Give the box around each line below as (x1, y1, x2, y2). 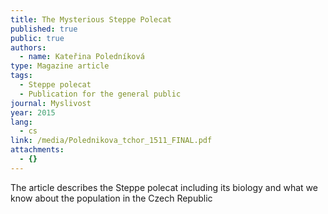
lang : (10, 117, 33, 127)
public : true (10, 33, 65, 43)
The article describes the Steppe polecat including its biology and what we (10, 181, 318, 193)
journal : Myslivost (10, 98, 92, 108)
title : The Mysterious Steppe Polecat (10, 14, 172, 25)
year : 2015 (10, 107, 56, 118)
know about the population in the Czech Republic (10, 192, 213, 204)
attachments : (10, 145, 65, 155)
